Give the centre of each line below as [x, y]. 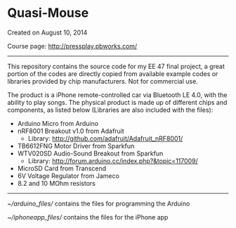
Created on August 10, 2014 [47, 32]
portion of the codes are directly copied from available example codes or [113, 74]
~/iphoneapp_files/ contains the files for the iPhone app [88, 217]
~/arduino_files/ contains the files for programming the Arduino [99, 203]
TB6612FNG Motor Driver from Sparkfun [76, 146]
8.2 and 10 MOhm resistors [57, 183]
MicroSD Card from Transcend [62, 168]
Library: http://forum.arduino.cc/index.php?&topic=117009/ [113, 160]
